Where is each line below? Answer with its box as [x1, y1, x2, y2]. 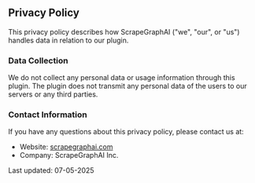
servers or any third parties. [8, 90, 98, 99]
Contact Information [8, 109, 88, 120]
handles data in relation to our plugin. [8, 35, 129, 45]
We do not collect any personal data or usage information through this [8, 73, 235, 82]
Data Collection [8, 55, 68, 66]
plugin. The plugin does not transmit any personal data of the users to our [8, 82, 247, 91]
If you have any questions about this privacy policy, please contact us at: [8, 127, 244, 137]
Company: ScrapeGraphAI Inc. [19, 151, 119, 160]
